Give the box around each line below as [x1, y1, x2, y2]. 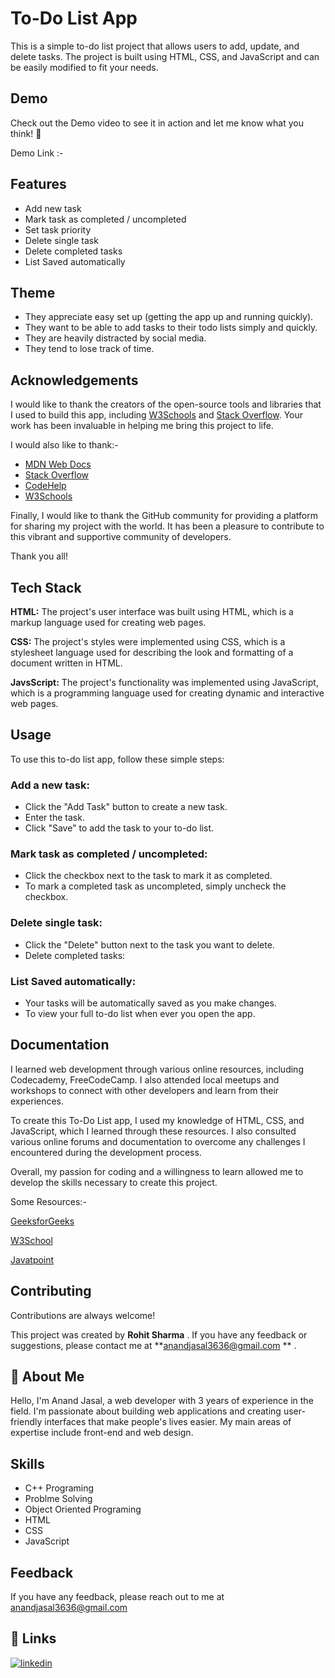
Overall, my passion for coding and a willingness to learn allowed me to [10, 1165, 304, 1177]
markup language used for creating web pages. [10, 617, 207, 628]
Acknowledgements [10, 372, 139, 389]
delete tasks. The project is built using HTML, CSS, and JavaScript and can [10, 50, 320, 62]
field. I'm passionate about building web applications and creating [10, 1405, 282, 1417]
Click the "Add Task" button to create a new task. [24, 801, 228, 813]
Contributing [10, 1283, 92, 1300]
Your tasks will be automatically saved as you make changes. [24, 997, 277, 1009]
